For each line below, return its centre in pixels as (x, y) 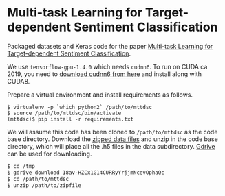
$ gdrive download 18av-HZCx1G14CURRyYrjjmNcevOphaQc (86, 173)
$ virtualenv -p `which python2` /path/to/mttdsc (80, 107)
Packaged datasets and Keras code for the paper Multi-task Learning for (110, 46)
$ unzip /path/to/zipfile (44, 185)
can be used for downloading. (50, 154)
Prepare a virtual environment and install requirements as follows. (100, 95)
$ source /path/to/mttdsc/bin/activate (64, 113)
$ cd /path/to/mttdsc (38, 179)
